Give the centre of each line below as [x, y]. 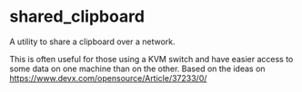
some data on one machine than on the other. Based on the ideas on [137, 69]
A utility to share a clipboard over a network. [92, 41]
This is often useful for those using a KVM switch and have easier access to [151, 59]
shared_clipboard [77, 17]
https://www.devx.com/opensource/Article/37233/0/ [108, 78]
